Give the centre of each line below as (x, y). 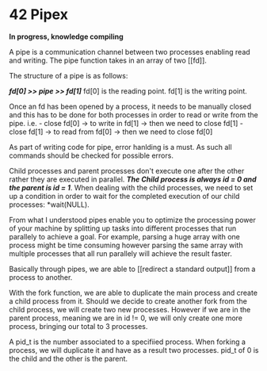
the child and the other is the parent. (69, 358)
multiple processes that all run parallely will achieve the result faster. (120, 253)
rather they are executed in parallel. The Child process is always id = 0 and (133, 179)
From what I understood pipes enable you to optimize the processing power (133, 220)
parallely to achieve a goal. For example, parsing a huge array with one (124, 236)
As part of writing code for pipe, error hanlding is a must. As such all (120, 147)
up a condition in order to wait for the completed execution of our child (124, 196)
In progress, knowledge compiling (66, 36)
